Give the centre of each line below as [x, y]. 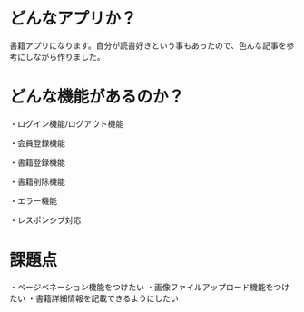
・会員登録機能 [37, 142]
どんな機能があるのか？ [97, 97]
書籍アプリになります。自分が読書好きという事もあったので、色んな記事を [148, 45]
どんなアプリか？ [74, 19]
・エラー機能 [33, 200]
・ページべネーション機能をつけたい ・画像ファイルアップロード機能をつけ [150, 287]
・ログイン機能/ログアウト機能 [67, 123]
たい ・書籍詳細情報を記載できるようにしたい [94, 298]
